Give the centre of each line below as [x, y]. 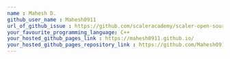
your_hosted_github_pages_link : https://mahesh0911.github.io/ [101, 39]
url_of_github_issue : [39, 26]
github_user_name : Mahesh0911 [52, 20]
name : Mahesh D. [32, 13]
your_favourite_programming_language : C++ [68, 32]
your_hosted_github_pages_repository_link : [72, 45]
